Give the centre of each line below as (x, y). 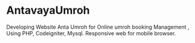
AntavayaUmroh (48, 10)
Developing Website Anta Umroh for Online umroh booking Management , (98, 27)
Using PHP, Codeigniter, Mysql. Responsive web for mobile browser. (91, 33)
